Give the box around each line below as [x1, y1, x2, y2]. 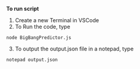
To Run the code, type [14, 23, 71, 30]
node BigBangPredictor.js [6, 35, 71, 41]
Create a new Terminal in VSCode [14, 17, 100, 23]
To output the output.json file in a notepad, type [14, 45, 134, 52]
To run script [6, 5, 39, 12]
